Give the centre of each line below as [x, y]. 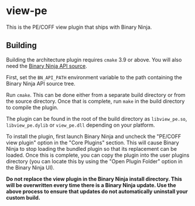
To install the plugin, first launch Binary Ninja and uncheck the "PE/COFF [94, 136]
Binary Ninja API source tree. [41, 83]
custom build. [23, 197]
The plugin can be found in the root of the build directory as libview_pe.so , [97, 119]
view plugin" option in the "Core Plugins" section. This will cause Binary [93, 143]
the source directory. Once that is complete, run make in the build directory [95, 101]
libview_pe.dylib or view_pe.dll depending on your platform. [81, 125]
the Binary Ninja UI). [30, 167]
